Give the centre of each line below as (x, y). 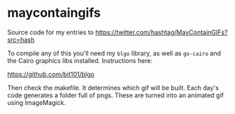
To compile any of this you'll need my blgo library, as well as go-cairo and (114, 53)
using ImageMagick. (37, 102)
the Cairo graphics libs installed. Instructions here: (80, 60)
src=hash (21, 39)
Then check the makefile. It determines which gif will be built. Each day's (113, 87)
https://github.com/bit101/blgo (51, 74)
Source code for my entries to (51, 32)
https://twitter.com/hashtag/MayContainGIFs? (161, 32)
